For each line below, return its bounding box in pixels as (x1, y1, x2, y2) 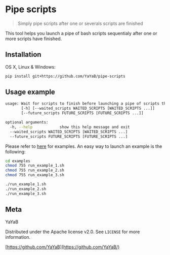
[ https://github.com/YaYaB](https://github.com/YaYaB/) (5, 244, 120, 250)
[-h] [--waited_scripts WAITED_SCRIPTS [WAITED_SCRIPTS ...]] (21, 106, 155, 111)
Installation (5, 50, 41, 59)
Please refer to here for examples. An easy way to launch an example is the (5, 143, 162, 149)
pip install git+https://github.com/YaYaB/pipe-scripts (5, 74, 125, 79)
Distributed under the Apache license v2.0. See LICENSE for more (5, 229, 140, 235)
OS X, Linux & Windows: (5, 63, 56, 70)
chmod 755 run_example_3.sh (5, 173, 65, 178)
